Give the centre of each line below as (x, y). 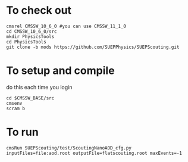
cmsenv (14, 103)
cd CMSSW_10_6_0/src (32, 31)
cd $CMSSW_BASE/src (30, 98)
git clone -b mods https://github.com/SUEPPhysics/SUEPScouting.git (93, 47)
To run (22, 132)
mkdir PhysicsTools (30, 36)
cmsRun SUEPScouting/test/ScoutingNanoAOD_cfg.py (69, 148)
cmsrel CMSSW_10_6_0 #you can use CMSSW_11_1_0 (66, 26)
